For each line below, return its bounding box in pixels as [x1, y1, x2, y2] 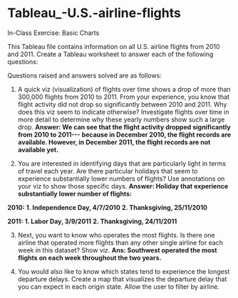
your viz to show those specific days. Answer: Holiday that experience [17, 181, 229, 190]
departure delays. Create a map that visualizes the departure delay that [17, 275, 227, 283]
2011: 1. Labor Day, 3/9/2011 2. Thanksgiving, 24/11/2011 [7, 217, 177, 225]
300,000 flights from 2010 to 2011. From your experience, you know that [17, 92, 230, 101]
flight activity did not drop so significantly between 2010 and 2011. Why [17, 100, 227, 108]
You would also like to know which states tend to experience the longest [17, 267, 230, 275]
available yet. [17, 145, 59, 154]
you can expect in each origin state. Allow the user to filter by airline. [17, 282, 219, 291]
